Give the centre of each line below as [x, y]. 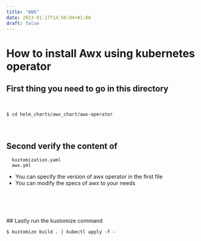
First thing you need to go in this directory [87, 89]
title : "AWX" [23, 12]
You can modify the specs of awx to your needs [75, 183]
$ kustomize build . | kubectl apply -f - [61, 232]
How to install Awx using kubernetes [101, 53]
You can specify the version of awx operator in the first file [89, 176]
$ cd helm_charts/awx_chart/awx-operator [60, 114]
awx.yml [22, 166]
